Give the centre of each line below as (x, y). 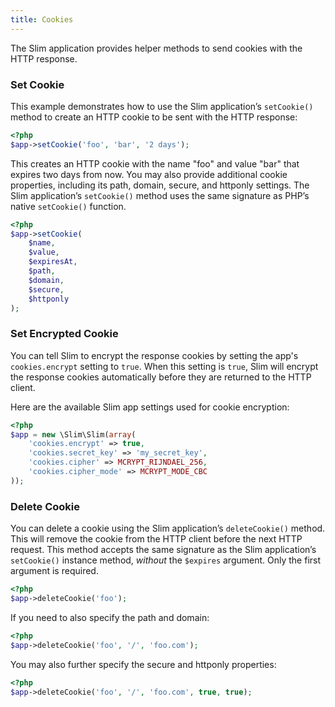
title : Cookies (42, 19)
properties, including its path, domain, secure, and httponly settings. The (160, 185)
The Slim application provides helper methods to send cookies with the (156, 48)
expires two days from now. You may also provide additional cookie (149, 174)
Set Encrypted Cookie (64, 334)
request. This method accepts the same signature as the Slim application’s (163, 550)
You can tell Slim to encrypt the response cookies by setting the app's (154, 355)
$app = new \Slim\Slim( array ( (73, 434)
